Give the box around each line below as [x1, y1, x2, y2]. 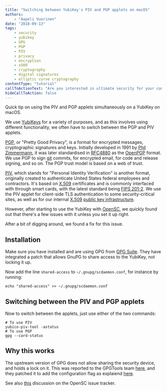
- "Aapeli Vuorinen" [14, 16, 57, 21]
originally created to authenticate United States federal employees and [5, 175, 150, 182]
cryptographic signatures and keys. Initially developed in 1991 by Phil [5, 145, 146, 151]
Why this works [5, 347, 55, 355]
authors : [5, 12, 23, 17]
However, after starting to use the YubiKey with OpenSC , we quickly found [5, 206, 158, 212]
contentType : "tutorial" [5, 81, 57, 86]
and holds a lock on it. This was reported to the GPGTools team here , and [5, 365, 155, 371]
